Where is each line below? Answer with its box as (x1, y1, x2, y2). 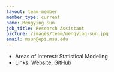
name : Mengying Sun (6, 20, 55, 26)
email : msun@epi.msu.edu (6, 36, 68, 42)
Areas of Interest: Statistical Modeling (14, 53, 108, 60)
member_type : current (6, 14, 61, 20)
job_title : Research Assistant (6, 25, 85, 32)
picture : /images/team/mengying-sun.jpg (6, 31, 109, 37)
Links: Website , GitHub (14, 59, 72, 66)
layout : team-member (6, 8, 58, 15)
